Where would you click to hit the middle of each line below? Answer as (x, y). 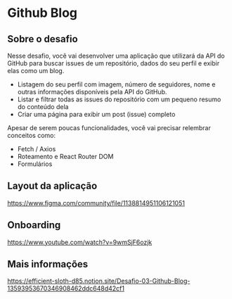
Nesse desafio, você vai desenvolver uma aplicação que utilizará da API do (116, 56)
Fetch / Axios (37, 149)
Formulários (35, 164)
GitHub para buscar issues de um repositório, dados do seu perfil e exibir (114, 63)
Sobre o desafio (43, 39)
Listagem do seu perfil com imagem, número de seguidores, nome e (116, 84)
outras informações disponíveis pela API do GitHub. (92, 92)
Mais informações (48, 264)
